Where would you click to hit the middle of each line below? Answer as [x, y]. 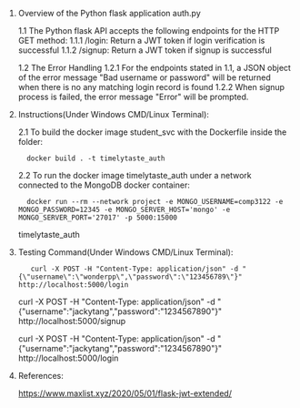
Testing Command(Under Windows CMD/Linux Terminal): [125, 252]
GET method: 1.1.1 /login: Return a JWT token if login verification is [141, 41]
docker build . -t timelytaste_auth [96, 158]
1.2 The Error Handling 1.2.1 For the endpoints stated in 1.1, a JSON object [154, 68]
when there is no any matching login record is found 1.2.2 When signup [151, 87]
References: [40, 376]
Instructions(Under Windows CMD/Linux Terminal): [113, 114]
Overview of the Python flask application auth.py [110, 13]
